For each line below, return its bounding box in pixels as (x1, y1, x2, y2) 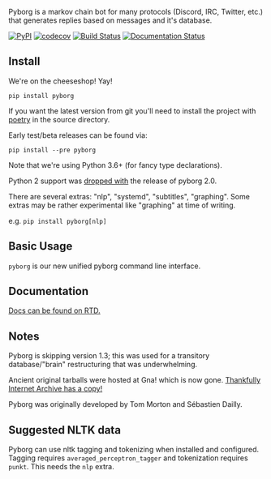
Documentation (8, 284, 89, 298)
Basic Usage (8, 239, 73, 254)
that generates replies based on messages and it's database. (8, 15, 213, 25)
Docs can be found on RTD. (8, 306, 101, 315)
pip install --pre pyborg (8, 146, 96, 154)
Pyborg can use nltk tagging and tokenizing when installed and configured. (8, 445, 260, 455)
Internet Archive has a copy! (8, 384, 103, 394)
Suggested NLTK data (8, 423, 122, 437)
